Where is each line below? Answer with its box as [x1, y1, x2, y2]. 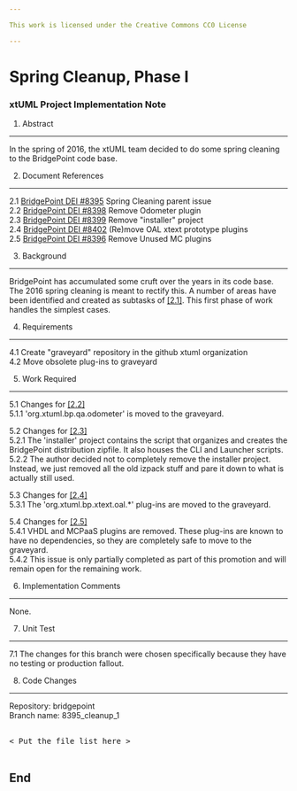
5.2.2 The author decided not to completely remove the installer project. [9, 454, 271, 465]
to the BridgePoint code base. [9, 153, 118, 164]
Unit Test [21, 624, 56, 634]
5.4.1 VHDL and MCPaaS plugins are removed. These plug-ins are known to [9, 526, 284, 537]
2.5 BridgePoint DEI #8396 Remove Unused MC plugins [9, 234, 212, 244]
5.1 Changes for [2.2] [9, 399, 86, 410]
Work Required [21, 374, 77, 384]
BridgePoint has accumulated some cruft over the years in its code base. [9, 276, 274, 287]
